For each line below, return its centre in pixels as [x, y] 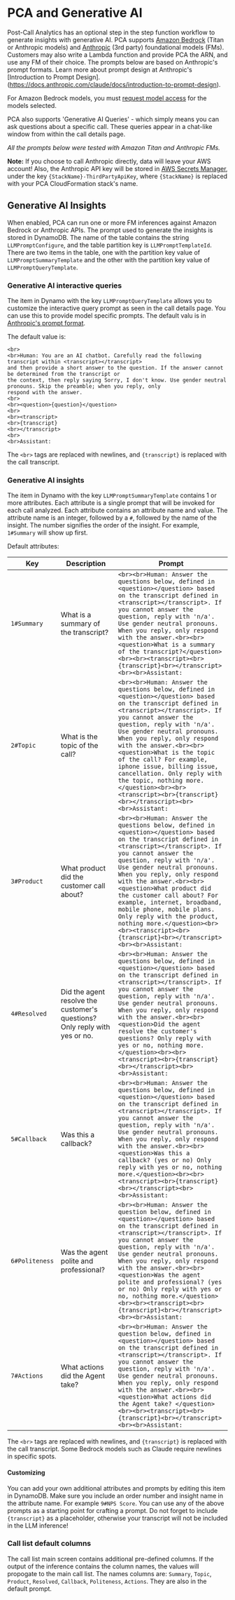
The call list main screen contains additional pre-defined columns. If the [111, 1559]
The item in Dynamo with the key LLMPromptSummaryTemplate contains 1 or [112, 495]
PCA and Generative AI [75, 13]
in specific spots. [32, 1456]
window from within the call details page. [66, 134]
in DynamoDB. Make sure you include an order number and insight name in [115, 1495]
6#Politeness [33, 1261]
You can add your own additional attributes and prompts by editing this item [116, 1488]
